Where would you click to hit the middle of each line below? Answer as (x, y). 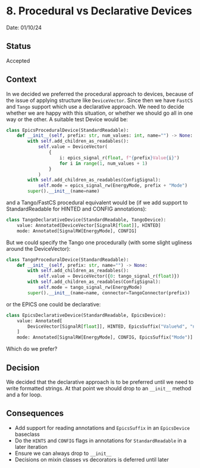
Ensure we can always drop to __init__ (63, 453)
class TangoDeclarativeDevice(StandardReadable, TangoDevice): (86, 220)
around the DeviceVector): (38, 248)
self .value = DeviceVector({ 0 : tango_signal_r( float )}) (109, 276)
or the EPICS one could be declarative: (54, 304)
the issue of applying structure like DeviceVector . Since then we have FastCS (100, 100)
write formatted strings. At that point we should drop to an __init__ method (99, 388)
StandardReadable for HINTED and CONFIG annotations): (76, 209)
